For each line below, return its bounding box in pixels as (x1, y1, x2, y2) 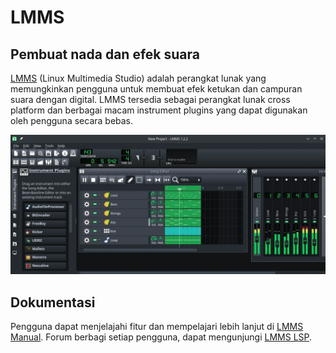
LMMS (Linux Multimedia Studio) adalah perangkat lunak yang (10, 72, 267, 84)
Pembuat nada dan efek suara (10, 46, 200, 63)
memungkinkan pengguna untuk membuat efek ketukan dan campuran (10, 83, 303, 95)
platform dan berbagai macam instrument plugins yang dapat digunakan (10, 104, 308, 116)
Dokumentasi (10, 294, 96, 311)
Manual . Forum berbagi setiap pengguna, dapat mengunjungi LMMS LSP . (10, 331, 313, 343)
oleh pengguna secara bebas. (10, 115, 134, 126)
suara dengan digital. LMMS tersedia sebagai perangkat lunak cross (10, 94, 291, 105)
